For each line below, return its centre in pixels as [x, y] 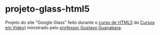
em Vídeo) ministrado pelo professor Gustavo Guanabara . [64, 27]
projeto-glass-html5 [48, 9]
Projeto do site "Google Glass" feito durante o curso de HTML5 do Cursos [80, 22]
